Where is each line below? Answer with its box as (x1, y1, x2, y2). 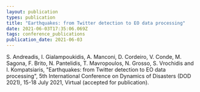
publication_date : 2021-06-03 (6, 37, 83, 43)
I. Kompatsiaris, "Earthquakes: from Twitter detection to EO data (6, 66, 166, 73)
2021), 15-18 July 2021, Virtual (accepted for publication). (6, 79, 150, 86)
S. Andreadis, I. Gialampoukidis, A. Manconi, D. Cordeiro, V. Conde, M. (6, 54, 182, 60)
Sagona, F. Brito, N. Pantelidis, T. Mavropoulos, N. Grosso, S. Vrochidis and (6, 60, 194, 67)
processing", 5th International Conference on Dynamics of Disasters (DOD (6, 73, 192, 79)
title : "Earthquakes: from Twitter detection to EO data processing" (6, 20, 186, 26)
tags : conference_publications (6, 31, 85, 37)
